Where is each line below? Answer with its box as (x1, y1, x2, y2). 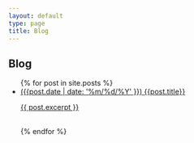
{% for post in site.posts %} (19, 78, 114, 88)
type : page (8, 19, 45, 27)
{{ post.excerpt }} (19, 103, 80, 112)
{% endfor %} (19, 127, 67, 137)
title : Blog (8, 27, 49, 35)
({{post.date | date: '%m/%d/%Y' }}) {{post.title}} (19, 86, 186, 97)
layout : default (8, 11, 63, 20)
